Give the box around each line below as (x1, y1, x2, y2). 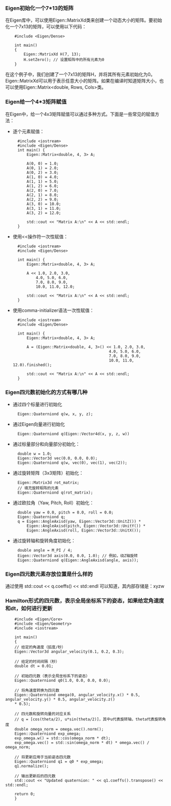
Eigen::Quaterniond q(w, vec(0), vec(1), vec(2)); (17, 460, 128, 465)
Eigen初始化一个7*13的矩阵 (5, 4, 74, 11)
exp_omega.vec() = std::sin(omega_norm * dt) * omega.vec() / (14, 740, 150, 745)
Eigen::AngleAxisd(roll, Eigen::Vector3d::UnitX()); (26, 527, 141, 533)
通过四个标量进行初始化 (12, 401, 62, 407)
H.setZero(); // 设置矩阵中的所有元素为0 (23, 57, 105, 63)
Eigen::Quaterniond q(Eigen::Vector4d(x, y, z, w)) (17, 431, 130, 437)
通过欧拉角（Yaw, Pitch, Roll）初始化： (12, 499, 94, 506)
